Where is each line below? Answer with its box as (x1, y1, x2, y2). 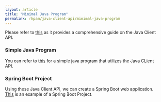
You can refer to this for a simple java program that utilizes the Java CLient (5, 58, 154, 64)
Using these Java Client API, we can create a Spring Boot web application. (5, 86, 154, 92)
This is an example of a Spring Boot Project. (5, 91, 93, 97)
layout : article (5, 7, 38, 12)
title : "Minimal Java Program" (5, 12, 68, 17)
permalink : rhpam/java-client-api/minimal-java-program (5, 16, 120, 21)
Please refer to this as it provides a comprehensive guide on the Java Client (5, 30, 156, 35)
